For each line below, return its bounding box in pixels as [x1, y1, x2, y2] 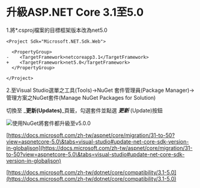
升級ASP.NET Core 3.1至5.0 [6, 5, 144, 19]
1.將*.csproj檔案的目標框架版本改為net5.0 [6, 26, 108, 34]
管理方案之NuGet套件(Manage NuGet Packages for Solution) [6, 94, 156, 101]
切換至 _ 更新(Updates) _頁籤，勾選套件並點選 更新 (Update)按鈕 [6, 106, 163, 114]
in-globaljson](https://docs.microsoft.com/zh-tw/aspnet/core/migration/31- [6, 144, 193, 151]
